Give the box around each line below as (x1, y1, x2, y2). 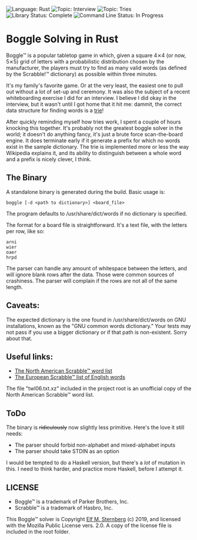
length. (6, 283, 24, 290)
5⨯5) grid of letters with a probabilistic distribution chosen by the (6, 58, 165, 65)
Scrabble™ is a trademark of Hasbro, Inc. (14, 504, 113, 511)
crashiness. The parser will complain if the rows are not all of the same (6, 277, 178, 284)
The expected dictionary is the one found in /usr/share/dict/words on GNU (6, 316, 186, 323)
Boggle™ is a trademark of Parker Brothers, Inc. (14, 498, 129, 505)
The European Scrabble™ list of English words (14, 374, 125, 381)
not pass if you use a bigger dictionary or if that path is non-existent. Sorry (6, 328, 187, 336)
